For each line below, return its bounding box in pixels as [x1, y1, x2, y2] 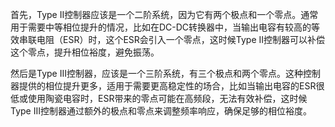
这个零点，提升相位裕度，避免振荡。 [10, 46, 160, 58]
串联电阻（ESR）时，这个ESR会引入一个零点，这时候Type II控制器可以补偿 [18, 34, 326, 45]
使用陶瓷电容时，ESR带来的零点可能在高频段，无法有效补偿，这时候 [27, 93, 308, 104]
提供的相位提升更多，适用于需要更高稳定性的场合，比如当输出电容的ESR [18, 80, 317, 92]
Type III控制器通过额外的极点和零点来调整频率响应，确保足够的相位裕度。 [10, 105, 312, 117]
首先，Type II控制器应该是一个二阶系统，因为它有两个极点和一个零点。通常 [10, 9, 319, 20]
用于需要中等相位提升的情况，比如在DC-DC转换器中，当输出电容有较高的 [10, 21, 312, 33]
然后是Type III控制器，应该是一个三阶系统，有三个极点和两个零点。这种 [10, 68, 303, 79]
